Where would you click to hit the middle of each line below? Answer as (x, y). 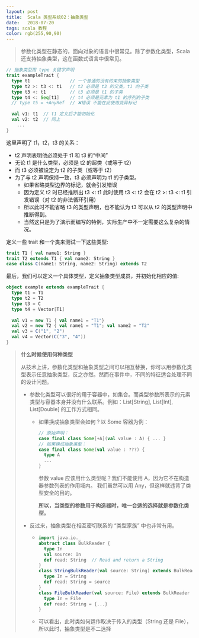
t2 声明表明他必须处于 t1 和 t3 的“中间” (61, 155)
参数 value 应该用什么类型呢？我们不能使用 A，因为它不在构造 (114, 478)
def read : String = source (77, 582)
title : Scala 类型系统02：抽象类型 (47, 17)
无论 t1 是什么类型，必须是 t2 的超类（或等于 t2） (74, 162)
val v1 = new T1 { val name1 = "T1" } (58, 320)
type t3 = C (26, 304)
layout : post (22, 12)
